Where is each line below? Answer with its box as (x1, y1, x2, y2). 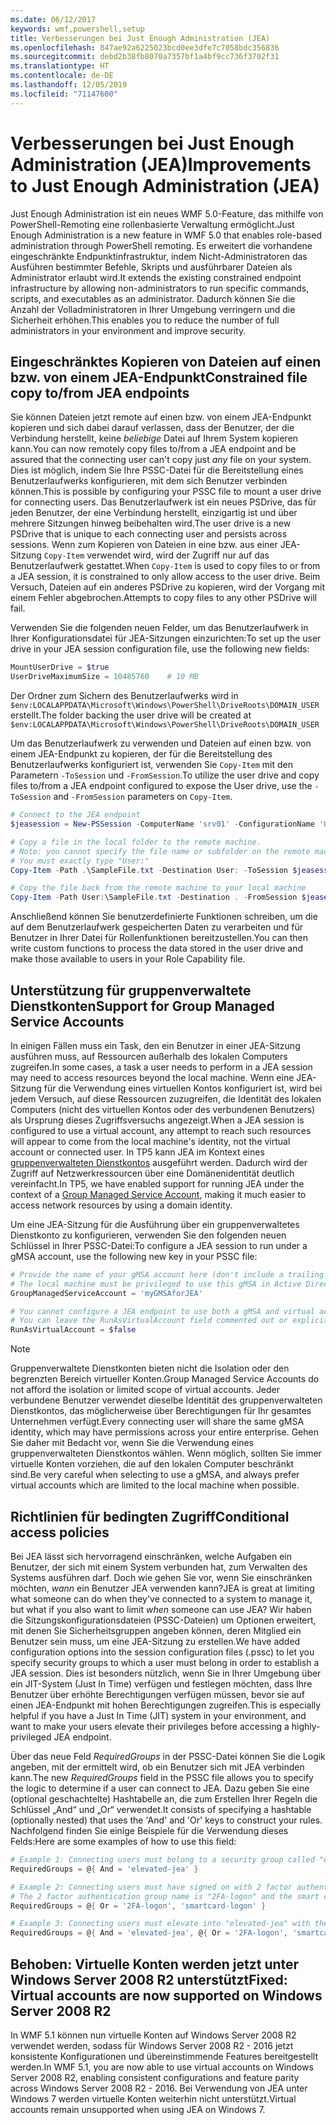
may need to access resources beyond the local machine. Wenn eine (10, 1071, 295, 1083)
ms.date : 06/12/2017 (10, 14, 97, 25)
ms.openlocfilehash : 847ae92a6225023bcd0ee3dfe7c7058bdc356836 (10, 42, 280, 53)
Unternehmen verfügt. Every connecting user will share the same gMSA (10, 1416, 305, 1428)
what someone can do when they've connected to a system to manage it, (10, 1593, 313, 1605)
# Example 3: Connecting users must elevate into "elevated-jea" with (10, 1919, 311, 1929)
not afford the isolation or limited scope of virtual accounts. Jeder (10, 1384, 281, 1396)
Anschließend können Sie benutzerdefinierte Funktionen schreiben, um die (10, 911, 318, 923)
